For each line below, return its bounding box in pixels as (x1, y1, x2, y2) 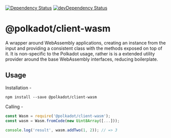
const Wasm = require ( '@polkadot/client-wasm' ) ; (5, 113, 111, 119)
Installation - (5, 85, 32, 91)
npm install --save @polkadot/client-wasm (5, 94, 97, 100)
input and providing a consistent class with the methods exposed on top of (5, 45, 162, 51)
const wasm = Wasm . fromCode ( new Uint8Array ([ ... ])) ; (5, 118, 120, 123)
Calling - (5, 103, 23, 110)
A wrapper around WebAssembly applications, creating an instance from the (5, 40, 166, 46)
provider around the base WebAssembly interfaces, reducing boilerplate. (5, 56, 158, 62)
